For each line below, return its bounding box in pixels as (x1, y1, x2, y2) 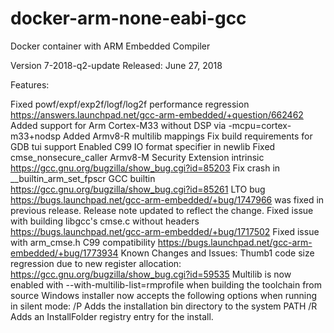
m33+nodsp (10, 130, 62, 142)
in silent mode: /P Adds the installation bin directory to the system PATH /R (10, 300, 318, 312)
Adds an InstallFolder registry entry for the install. (10, 310, 214, 322)
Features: (10, 78, 50, 91)
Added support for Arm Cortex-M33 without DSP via (10, 119, 227, 131)
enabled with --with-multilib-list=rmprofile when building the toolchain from (10, 278, 323, 291)
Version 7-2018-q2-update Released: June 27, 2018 (10, 59, 223, 71)
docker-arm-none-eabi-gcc (10, 7, 247, 30)
